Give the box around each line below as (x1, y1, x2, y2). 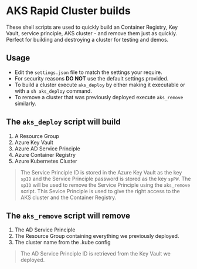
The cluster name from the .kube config (14, 239, 111, 246)
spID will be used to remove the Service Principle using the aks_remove (20, 181, 191, 189)
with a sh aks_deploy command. (14, 87, 92, 95)
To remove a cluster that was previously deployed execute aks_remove (14, 93, 184, 100)
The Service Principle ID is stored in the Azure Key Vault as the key (20, 169, 182, 176)
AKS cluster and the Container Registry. (20, 194, 117, 201)
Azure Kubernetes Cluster (14, 157, 77, 164)
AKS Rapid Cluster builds (6, 4, 131, 18)
